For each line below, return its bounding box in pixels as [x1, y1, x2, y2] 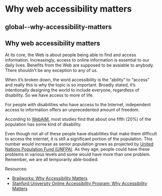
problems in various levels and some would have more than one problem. [5, 151, 151, 157]
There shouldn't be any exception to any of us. [5, 67, 98, 73]
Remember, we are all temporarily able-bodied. [5, 157, 99, 163]
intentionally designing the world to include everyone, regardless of [5, 87, 139, 93]
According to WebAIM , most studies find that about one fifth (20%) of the [5, 116, 151, 122]
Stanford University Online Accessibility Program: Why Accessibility [12, 180, 147, 186]
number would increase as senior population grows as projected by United [5, 141, 154, 147]
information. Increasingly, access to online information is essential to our [5, 57, 149, 63]
